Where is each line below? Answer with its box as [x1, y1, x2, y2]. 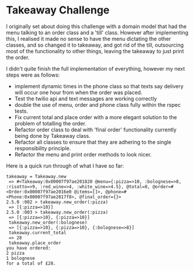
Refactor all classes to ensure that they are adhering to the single [14, 138, 171, 145]
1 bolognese [6, 255, 35, 261]
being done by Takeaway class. [14, 132, 91, 139]
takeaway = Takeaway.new [6, 173, 67, 179]
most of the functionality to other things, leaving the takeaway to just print [6, 47, 184, 54]
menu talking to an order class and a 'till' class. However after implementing [6, 29, 189, 36]
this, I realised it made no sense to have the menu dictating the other [6, 35, 171, 42]
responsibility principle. [14, 144, 71, 152]
